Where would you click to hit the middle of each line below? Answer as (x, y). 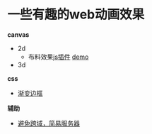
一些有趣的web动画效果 (76, 15)
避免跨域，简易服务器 (48, 123)
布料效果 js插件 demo (58, 57)
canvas (18, 34)
